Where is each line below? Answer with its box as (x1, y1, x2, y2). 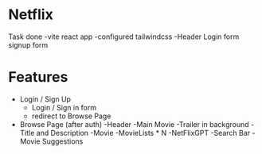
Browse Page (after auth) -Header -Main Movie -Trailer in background (19, 119, 249, 129)
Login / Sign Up (19, 94, 72, 104)
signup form (8, 40, 49, 49)
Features (8, 68, 68, 87)
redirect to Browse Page (31, 111, 111, 121)
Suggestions (41, 137, 84, 146)
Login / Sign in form (31, 102, 97, 112)
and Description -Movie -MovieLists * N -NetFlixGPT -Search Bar (36, 128, 251, 137)
